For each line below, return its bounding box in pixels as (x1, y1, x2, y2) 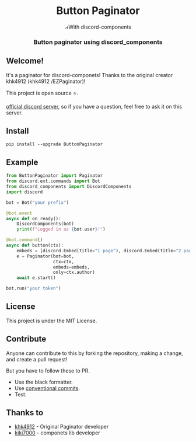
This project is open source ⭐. (6, 89, 79, 96)
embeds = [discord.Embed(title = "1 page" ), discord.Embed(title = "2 (16, 248, 181, 253)
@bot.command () (6, 237, 43, 243)
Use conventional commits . (14, 384, 80, 392)
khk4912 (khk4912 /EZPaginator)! (6, 78, 86, 85)
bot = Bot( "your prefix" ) (6, 200, 69, 206)
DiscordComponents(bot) (16, 221, 75, 227)
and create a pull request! (6, 356, 68, 363)
